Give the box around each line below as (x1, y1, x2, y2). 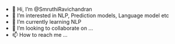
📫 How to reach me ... (11, 32, 68, 38)
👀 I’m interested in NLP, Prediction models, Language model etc (11, 12, 170, 19)
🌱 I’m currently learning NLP (11, 18, 82, 25)
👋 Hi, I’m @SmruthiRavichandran (11, 6, 92, 12)
